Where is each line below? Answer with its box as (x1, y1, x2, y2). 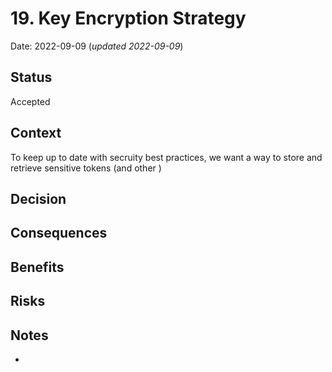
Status (10, 69, 53, 86)
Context (10, 125, 62, 142)
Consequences (10, 225, 108, 242)
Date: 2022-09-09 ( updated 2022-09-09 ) (10, 40, 184, 52)
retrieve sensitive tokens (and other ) (10, 162, 162, 174)
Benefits (10, 258, 65, 276)
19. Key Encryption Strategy (10, 7, 247, 30)
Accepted (10, 95, 51, 107)
